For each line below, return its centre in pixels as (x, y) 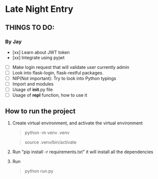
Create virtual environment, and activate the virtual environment (77, 123)
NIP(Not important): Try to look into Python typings (64, 78)
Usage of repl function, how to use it (50, 95)
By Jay (14, 42)
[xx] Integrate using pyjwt (38, 58)
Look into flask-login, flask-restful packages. (58, 72)
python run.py (39, 171)
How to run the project (40, 111)
